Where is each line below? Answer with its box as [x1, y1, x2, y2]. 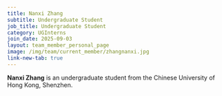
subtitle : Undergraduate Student [7, 16, 103, 23]
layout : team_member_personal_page [7, 42, 110, 49]
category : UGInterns [7, 29, 67, 36]
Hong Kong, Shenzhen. [7, 80, 73, 89]
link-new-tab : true [7, 55, 63, 62]
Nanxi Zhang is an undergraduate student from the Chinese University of [7, 73, 215, 82]
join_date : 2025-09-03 [7, 36, 72, 43]
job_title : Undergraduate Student [7, 23, 107, 29]
